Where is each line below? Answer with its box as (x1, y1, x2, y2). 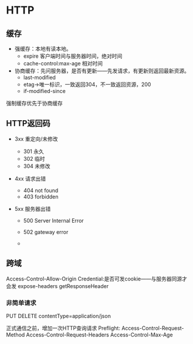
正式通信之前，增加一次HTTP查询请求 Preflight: (6, 325, 120, 332)
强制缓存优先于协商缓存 (6, 100, 63, 107)
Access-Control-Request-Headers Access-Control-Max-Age (26, 331, 173, 338)
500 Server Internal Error (23, 217, 84, 224)
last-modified (23, 74, 56, 81)
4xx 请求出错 (14, 175, 46, 182)
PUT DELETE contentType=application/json (6, 312, 111, 319)
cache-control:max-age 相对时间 (23, 60, 103, 67)
